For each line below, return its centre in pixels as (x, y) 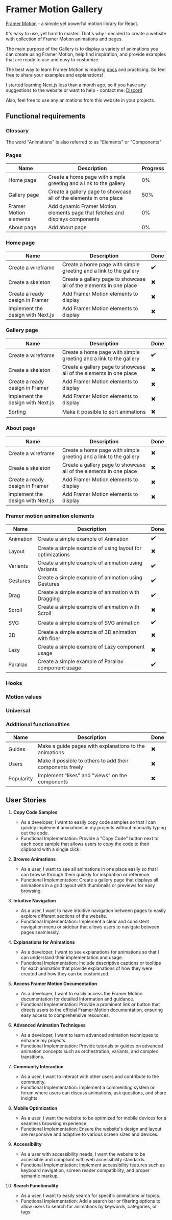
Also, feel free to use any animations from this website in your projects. (80, 100)
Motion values (24, 697)
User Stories (26, 800)
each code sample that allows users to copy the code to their (85, 844)
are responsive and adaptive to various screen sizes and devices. (90, 1134)
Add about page (68, 227)
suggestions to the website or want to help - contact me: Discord (74, 90)
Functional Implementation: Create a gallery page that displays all (90, 880)
